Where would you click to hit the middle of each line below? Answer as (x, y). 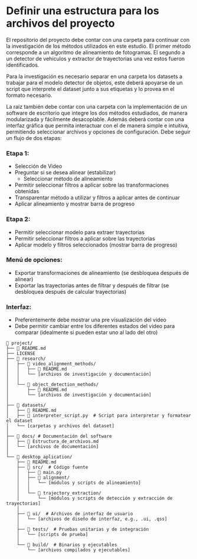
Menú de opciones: (35, 260)
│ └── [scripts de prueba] (52, 535)
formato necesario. (29, 95)
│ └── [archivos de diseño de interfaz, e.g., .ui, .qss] (92, 519)
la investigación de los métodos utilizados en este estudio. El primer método (98, 46)
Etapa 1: (18, 153)
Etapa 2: (18, 219)
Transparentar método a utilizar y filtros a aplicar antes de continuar (97, 198)
